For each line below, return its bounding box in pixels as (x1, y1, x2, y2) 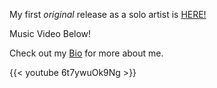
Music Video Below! (9, 28, 92, 39)
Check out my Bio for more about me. (9, 47, 164, 59)
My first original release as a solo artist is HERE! (9, 9, 207, 20)
